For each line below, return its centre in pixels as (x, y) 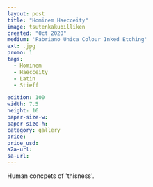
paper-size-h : (28, 124)
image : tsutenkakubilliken (46, 27)
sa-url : (18, 156)
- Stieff (26, 85)
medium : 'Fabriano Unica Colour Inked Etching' (78, 40)
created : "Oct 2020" (37, 33)
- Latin (25, 78)
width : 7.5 (23, 104)
